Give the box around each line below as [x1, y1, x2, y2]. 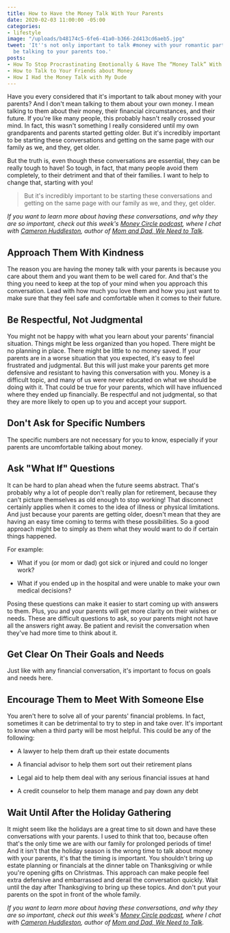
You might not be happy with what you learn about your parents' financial [7, 332, 214, 340]
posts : [7, 55, 26, 62]
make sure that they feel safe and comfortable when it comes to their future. [7, 294, 222, 302]
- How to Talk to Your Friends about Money [7, 67, 133, 74]
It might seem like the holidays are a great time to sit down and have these [7, 825, 217, 833]
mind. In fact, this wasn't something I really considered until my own [7, 121, 199, 130]
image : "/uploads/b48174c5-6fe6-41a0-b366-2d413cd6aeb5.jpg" [7, 36, 186, 42]
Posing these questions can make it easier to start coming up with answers [7, 599, 219, 608]
